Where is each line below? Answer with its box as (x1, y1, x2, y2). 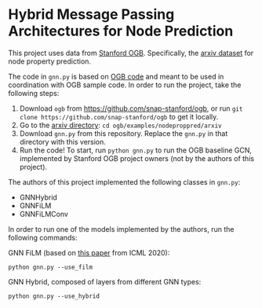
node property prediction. (8, 57, 92, 66)
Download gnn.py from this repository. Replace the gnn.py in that (19, 128, 228, 138)
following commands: (8, 233, 78, 242)
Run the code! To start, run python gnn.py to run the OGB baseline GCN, (19, 145, 253, 155)
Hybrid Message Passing (8, 5, 175, 24)
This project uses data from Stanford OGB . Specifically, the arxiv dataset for (8, 48, 254, 57)
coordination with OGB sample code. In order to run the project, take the (8, 80, 242, 90)
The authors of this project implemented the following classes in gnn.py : (8, 177, 241, 186)
